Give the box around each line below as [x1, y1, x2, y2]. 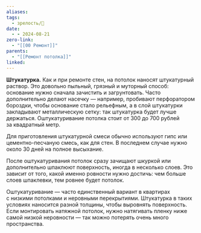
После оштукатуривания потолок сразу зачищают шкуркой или [6, 157, 171, 164]
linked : [6, 59, 26, 65]
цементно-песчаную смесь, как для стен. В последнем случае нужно [6, 139, 188, 146]
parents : [6, 48, 28, 54]
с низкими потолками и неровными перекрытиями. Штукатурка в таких [6, 194, 193, 202]
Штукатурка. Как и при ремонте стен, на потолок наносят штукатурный [6, 76, 194, 83]
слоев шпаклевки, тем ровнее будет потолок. [6, 176, 125, 184]
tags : [6, 14, 20, 21]
